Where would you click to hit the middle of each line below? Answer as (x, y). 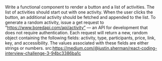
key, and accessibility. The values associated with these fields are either (77, 43)
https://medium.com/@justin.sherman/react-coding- (105, 48)
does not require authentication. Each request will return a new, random (76, 33)
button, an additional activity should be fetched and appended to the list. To (80, 17)
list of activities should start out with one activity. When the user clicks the (79, 12)
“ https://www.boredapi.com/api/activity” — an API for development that (76, 28)
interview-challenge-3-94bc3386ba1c (43, 53)
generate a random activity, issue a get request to (54, 22)
